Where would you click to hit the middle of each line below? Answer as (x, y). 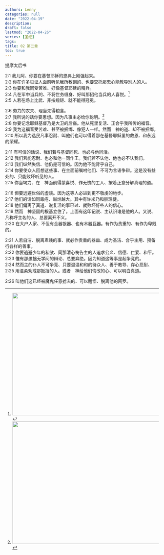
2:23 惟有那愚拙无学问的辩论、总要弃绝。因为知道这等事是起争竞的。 (74, 258)
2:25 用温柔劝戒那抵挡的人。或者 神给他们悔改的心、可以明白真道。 (74, 270)
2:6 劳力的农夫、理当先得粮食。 (37, 111)
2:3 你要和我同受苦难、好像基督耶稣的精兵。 (50, 88)
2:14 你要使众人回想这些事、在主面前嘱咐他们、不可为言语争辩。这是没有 (78, 170)
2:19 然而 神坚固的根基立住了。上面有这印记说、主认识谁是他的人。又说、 (80, 211)
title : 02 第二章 (21, 46)
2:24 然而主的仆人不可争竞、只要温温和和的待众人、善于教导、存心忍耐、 (79, 265)
